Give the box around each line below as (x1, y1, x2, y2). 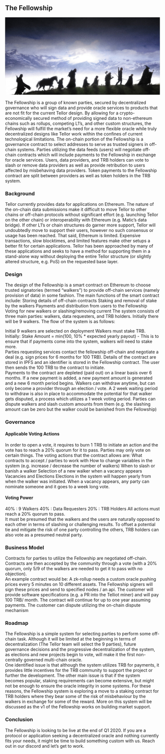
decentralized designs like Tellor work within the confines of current (5, 131, 143, 137)
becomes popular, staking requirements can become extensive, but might (5, 678, 154, 684)
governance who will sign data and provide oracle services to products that (5, 105, 158, 111)
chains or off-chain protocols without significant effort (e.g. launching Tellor (5, 212, 159, 218)
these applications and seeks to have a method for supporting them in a (5, 248, 151, 254)
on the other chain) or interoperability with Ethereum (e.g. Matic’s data (5, 217, 147, 223)
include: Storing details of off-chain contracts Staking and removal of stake (5, 298, 157, 304)
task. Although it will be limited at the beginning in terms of (17, 636, 137, 642)
